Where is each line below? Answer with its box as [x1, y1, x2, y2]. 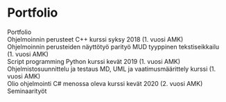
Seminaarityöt [7, 87, 47, 95]
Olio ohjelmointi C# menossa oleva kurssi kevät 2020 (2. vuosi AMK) [7, 79, 203, 87]
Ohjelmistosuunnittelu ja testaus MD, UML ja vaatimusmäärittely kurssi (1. [7, 65, 216, 73]
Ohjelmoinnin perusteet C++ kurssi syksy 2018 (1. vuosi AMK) [7, 35, 184, 43]
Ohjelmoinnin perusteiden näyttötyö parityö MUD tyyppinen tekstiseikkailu [7, 42, 220, 51]
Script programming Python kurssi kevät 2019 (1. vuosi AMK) [7, 57, 181, 65]
